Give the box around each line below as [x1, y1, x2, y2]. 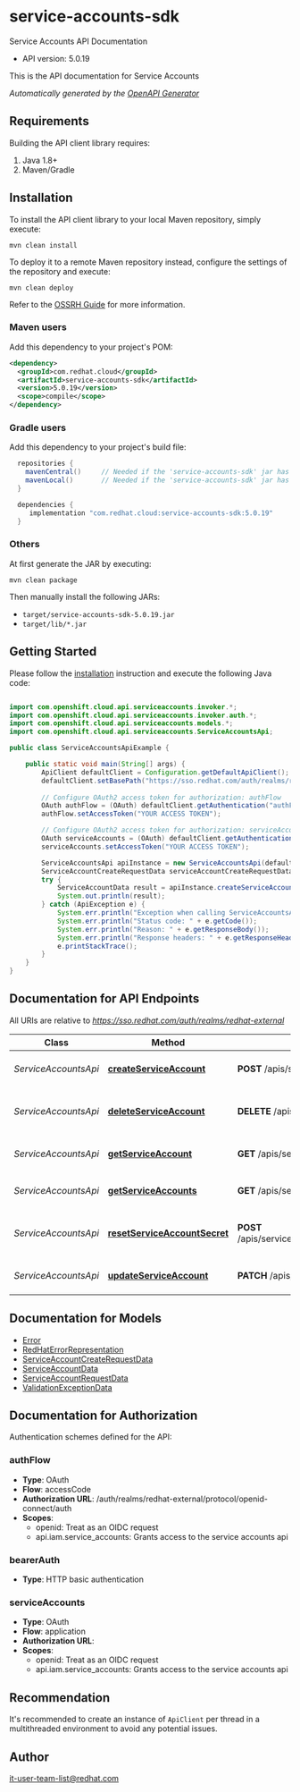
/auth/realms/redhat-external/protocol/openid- [96, 1493, 268, 1504]
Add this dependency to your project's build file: [9, 442, 187, 452]
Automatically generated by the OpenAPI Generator [9, 88, 200, 98]
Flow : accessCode [21, 1483, 92, 1494]
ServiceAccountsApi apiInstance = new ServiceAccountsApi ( [41, 858, 266, 867]
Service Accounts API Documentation [9, 36, 148, 46]
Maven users [9, 321, 67, 334]
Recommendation [9, 1690, 110, 1705]
